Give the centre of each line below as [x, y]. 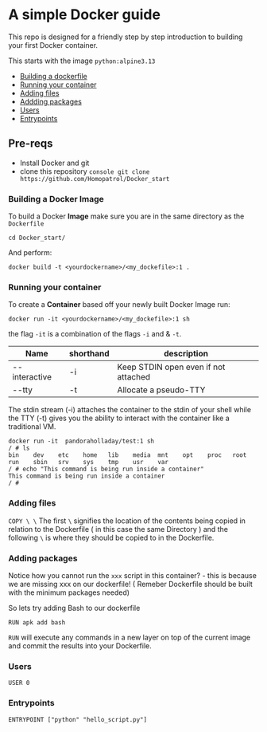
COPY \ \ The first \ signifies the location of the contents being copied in [127, 521]
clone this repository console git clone [85, 171]
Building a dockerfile [53, 76]
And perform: [30, 253]
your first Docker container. [53, 45]
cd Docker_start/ [37, 238]
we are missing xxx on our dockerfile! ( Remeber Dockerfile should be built [130, 584]
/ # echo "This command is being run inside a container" [106, 469]
